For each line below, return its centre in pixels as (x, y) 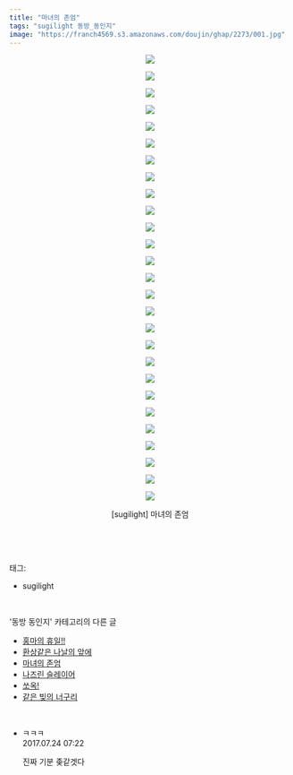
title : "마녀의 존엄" (45, 17)
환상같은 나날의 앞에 (57, 652)
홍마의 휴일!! (44, 641)
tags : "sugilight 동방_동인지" (63, 26)
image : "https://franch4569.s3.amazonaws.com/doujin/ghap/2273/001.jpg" (147, 34)
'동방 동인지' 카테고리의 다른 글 (63, 622)
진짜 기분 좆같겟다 (53, 762)
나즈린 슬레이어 (49, 675)
